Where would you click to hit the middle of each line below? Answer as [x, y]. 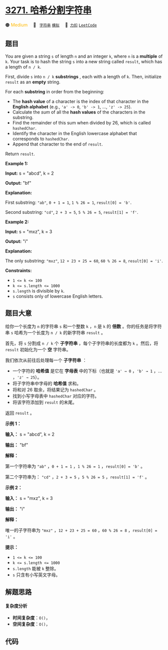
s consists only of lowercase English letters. [58, 296]
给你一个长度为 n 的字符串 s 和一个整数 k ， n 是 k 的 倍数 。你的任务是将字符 [83, 326]
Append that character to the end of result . [58, 144]
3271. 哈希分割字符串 [48, 10]
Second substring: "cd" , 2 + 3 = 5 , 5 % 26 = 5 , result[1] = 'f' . [72, 212]
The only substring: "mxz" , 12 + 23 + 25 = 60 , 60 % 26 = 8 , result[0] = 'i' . [84, 261]
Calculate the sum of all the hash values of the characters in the [79, 112]
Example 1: [17, 163]
